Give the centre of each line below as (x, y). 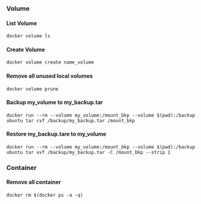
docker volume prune (33, 89)
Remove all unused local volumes (49, 76)
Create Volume (26, 49)
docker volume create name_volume (50, 62)
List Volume (22, 23)
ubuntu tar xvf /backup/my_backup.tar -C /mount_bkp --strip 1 (89, 152)
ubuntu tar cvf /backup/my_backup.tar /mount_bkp (71, 120)
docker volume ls (28, 36)
